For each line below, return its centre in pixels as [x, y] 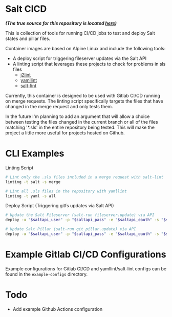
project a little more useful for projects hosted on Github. [65, 133]
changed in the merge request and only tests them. [59, 106]
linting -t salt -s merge [33, 182]
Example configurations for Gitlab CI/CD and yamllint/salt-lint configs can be [86, 269]
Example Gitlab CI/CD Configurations [86, 255]
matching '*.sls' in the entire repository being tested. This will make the [80, 127]
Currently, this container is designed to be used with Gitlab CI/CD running [83, 95]
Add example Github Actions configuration [58, 309]
